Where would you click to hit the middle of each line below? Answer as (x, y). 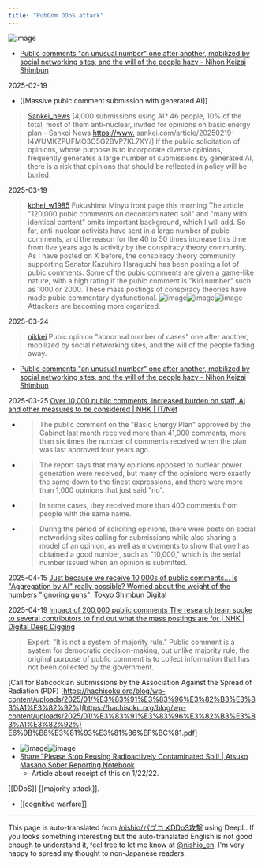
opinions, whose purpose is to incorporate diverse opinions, (125, 149)
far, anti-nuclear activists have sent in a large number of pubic (129, 231)
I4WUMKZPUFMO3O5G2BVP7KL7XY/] (91, 141)
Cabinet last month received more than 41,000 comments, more (143, 433)
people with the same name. (85, 513)
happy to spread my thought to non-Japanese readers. (97, 853)
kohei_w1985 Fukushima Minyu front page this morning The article (135, 205)
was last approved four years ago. (95, 449)
